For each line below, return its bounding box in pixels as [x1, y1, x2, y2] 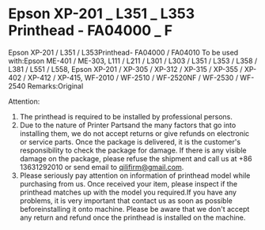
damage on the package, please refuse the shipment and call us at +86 [19, 153, 252, 163]
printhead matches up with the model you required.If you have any [19, 187, 237, 197]
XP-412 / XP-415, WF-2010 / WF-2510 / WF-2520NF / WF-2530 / [27, 73, 239, 82]
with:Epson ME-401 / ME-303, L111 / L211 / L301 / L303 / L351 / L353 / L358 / [8, 56, 258, 66]
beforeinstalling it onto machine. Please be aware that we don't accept [19, 204, 250, 213]
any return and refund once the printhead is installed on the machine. [19, 213, 246, 222]
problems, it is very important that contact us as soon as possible [19, 195, 233, 205]
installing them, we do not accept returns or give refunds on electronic [19, 128, 250, 138]
